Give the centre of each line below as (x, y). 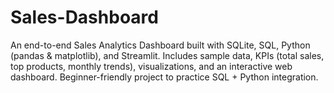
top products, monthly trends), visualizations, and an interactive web (151, 66)
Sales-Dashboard (84, 17)
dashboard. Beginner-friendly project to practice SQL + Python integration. (164, 77)
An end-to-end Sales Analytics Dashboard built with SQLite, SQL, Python (160, 45)
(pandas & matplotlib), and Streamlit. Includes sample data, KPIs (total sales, (167, 55)
